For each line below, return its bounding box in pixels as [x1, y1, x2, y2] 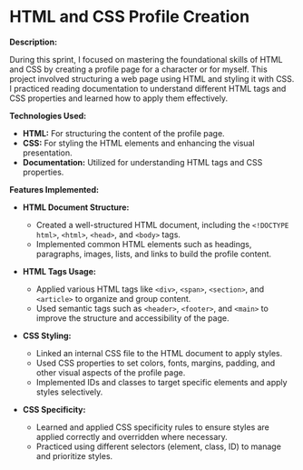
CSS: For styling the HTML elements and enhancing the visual [22, 137, 256, 148]
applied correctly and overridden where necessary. [35, 431, 229, 442]
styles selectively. [35, 386, 103, 397]
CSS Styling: [22, 330, 72, 341]
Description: [9, 36, 57, 47]
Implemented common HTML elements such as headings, [35, 238, 252, 249]
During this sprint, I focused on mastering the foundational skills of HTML [9, 54, 283, 65]
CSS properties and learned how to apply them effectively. [9, 93, 229, 104]
